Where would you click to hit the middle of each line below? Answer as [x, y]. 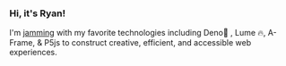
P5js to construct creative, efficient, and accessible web [148, 43]
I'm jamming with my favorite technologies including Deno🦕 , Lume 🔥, [138, 33]
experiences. [34, 53]
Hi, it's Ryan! [38, 13]
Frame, [22, 43]
